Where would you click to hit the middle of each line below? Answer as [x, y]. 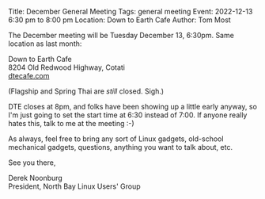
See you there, [32, 163]
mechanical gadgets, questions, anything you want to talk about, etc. [121, 147]
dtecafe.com [29, 76]
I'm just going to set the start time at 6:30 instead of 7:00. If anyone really [128, 115]
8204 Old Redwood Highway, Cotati [66, 67]
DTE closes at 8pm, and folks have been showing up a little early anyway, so [132, 107]
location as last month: [45, 44]
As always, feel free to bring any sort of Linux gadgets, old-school [116, 139]
